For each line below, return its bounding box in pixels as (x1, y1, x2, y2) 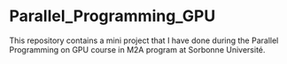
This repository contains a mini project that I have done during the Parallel (9, 35, 279, 46)
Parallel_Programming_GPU (9, 6, 216, 26)
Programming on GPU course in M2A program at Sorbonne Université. (9, 44, 266, 54)
